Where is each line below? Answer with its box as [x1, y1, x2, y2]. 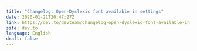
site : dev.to [6, 25, 38, 31]
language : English [6, 30, 51, 36]
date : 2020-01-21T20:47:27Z [6, 14, 75, 20]
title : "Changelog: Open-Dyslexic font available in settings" [6, 8, 164, 15]
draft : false [6, 36, 38, 42]
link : [6, 19, 19, 25]
